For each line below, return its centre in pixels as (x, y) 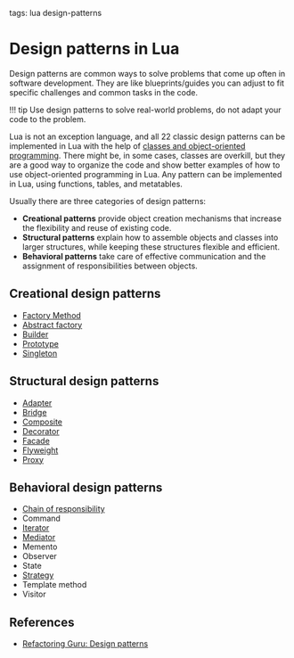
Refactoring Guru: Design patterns (85, 644)
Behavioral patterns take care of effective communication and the (144, 256)
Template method (54, 585)
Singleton (40, 353)
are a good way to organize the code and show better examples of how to (145, 165)
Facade (36, 440)
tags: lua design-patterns (56, 13)
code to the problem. (48, 119)
